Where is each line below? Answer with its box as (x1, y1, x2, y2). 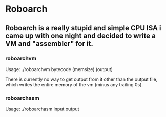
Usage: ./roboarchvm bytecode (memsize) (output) (5, 66, 113, 72)
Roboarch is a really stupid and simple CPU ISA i (5, 24, 161, 32)
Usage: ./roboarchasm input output (5, 106, 79, 112)
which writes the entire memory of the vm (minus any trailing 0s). (5, 81, 143, 87)
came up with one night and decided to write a (5, 31, 156, 40)
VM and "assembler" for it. (5, 39, 93, 48)
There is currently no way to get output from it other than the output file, (5, 76, 158, 82)
